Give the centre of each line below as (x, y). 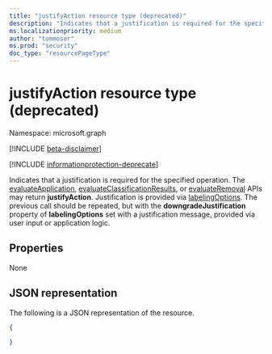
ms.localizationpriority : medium (65, 31)
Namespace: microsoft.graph (58, 133)
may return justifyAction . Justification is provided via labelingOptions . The (133, 197)
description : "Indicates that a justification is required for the (125, 23)
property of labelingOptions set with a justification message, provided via (132, 214)
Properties (36, 249)
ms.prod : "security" (44, 46)
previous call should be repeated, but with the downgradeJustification (128, 205)
